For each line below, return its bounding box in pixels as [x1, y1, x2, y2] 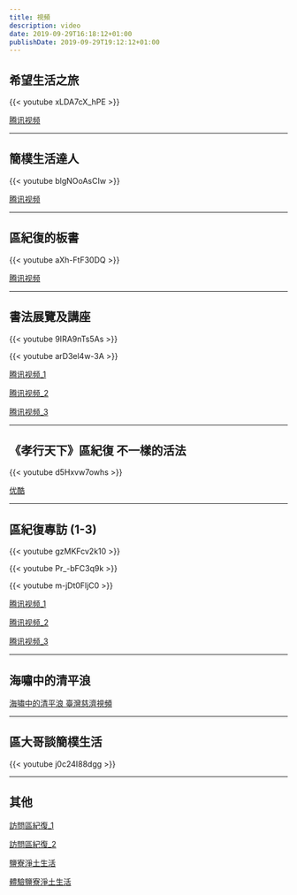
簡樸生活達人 [9, 151, 80, 166]
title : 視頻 [9, 12, 50, 22]
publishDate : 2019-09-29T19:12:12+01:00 [9, 37, 161, 47]
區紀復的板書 [9, 231, 80, 246]
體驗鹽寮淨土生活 [9, 876, 72, 887]
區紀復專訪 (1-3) [9, 522, 97, 537]
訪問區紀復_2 [9, 838, 57, 849]
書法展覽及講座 [9, 310, 91, 325]
